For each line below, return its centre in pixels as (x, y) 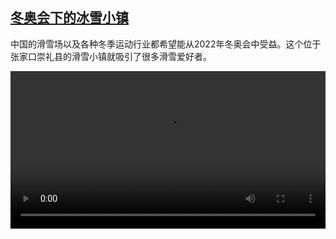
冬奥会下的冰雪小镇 (69, 18)
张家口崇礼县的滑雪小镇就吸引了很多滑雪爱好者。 (111, 56)
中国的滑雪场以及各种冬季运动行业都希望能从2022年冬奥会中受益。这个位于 (166, 44)
